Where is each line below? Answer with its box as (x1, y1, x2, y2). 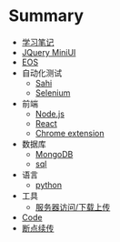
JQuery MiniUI (21, 46, 76, 57)
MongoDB (35, 148, 74, 159)
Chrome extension (35, 127, 105, 138)
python (35, 179, 63, 190)
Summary (8, 5, 84, 26)
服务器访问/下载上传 (35, 201, 111, 212)
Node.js (35, 108, 65, 119)
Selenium (35, 87, 71, 98)
